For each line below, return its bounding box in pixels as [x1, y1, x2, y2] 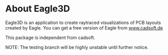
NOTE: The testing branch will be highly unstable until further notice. [5, 44, 149, 50]
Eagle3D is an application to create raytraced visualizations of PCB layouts [5, 19, 161, 25]
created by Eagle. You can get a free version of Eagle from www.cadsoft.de [5, 24, 163, 30]
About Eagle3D [5, 3, 70, 14]
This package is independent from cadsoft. [5, 34, 95, 40]
